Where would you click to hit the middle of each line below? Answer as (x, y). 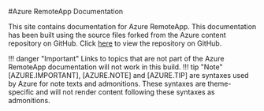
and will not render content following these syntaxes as (125, 92)
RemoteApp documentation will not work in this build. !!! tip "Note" (115, 67)
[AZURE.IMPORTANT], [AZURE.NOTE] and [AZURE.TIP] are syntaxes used (129, 75)
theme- (219, 83)
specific (21, 92)
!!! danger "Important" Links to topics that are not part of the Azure (116, 59)
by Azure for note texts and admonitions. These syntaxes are (107, 83)
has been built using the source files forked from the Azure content (117, 35)
